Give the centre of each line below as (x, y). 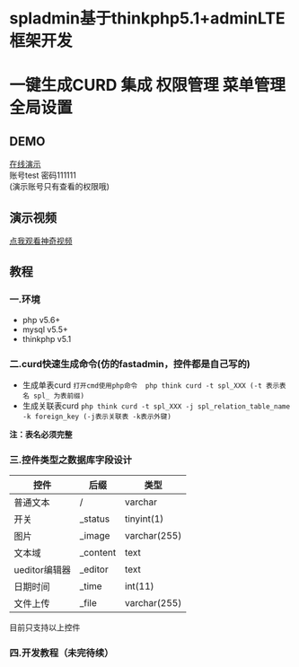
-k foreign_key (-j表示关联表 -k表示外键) (97, 417)
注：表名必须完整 (41, 434)
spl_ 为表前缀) (59, 396)
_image (95, 536)
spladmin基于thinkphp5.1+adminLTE (147, 18)
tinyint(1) (144, 519)
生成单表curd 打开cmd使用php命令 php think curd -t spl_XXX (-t (142, 385)
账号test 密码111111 (43, 175)
